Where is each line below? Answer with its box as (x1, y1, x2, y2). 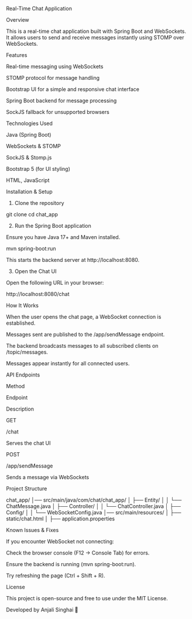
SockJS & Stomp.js (6, 154, 52, 161)
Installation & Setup (6, 188, 53, 195)
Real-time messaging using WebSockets (6, 63, 104, 70)
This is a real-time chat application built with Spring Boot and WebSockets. (6, 28, 186, 35)
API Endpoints (6, 371, 40, 378)
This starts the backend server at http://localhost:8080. (6, 257, 140, 263)
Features (6, 52, 28, 58)
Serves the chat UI (6, 440, 51, 446)
